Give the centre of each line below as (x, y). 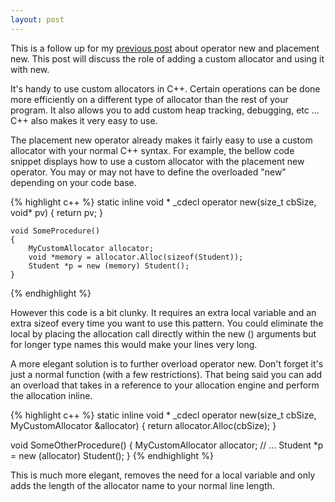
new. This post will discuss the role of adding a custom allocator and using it (167, 58)
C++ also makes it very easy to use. (84, 120)
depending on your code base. (73, 182)
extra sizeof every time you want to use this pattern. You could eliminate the (167, 323)
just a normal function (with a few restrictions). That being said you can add (166, 374)
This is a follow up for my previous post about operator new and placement (165, 48)
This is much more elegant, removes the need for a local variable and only (163, 475)
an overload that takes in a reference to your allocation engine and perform (165, 385)
